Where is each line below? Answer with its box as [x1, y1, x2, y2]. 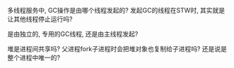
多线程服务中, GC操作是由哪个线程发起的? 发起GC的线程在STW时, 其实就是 [7, 6, 226, 14]
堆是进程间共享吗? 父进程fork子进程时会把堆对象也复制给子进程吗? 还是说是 [7, 45, 228, 53]
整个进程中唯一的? [7, 53, 61, 62]
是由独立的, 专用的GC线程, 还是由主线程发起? [7, 30, 139, 38]
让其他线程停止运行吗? [7, 15, 73, 23]
